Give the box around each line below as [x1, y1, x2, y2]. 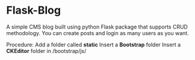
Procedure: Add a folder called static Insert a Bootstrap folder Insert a [6, 41, 181, 48]
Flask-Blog [6, 4, 61, 17]
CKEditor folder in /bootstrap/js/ [6, 47, 87, 54]
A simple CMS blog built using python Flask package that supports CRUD [6, 23, 188, 30]
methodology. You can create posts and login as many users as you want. [6, 29, 190, 36]
